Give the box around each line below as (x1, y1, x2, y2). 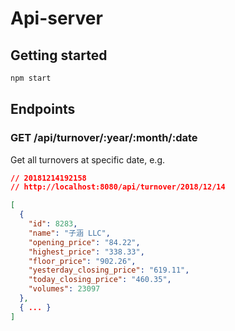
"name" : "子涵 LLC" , (28, 228, 111, 238)
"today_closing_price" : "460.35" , (28, 275, 172, 285)
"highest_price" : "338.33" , (28, 247, 145, 257)
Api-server (10, 7, 103, 30)
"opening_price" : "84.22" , (28, 237, 141, 247)
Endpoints (10, 101, 76, 118)
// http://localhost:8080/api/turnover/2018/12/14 (10, 182, 226, 192)
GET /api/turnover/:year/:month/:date (10, 131, 198, 145)
